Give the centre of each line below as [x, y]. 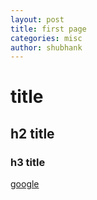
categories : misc [46, 38]
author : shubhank [46, 47]
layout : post [37, 19]
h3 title [28, 162]
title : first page [48, 29]
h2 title [32, 133]
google [25, 184]
